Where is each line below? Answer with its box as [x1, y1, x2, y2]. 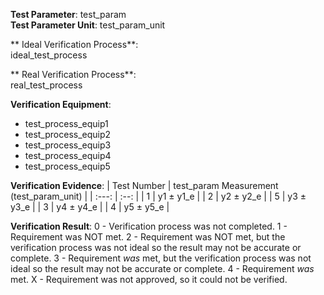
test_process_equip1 [24, 118, 109, 129]
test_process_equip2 [24, 129, 112, 140]
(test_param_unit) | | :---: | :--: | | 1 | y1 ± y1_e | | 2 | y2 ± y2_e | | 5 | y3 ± [10, 190, 307, 202]
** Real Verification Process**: [10, 69, 137, 80]
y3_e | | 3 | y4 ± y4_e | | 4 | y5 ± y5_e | [10, 201, 170, 213]
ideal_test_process [10, 49, 88, 61]
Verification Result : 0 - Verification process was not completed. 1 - [10, 220, 288, 232]
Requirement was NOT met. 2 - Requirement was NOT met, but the [10, 231, 286, 243]
